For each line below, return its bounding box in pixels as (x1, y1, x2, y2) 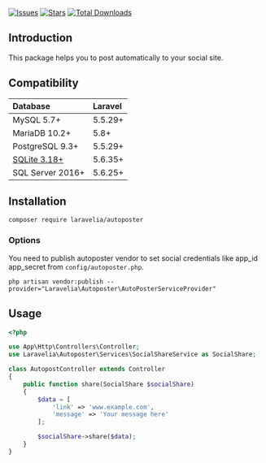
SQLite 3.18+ (12, 154, 63, 165)
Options (8, 235, 41, 246)
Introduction (8, 31, 73, 45)
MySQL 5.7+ (12, 114, 61, 125)
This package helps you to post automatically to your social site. (8, 53, 224, 63)
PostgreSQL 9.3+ (12, 141, 79, 152)
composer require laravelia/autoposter (8, 216, 144, 224)
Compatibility (8, 76, 79, 90)
